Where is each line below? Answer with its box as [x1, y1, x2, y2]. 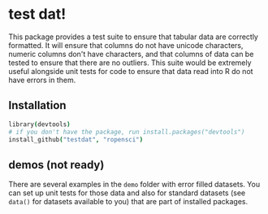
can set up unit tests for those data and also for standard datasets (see [8, 188, 246, 198]
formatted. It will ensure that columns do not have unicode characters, [8, 40, 244, 50]
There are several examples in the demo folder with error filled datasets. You [8, 180, 261, 190]
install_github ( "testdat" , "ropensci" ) [8, 135, 144, 143]
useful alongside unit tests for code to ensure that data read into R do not [8, 66, 253, 76]
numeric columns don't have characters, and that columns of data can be [8, 49, 254, 59]
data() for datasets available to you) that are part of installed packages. [8, 197, 249, 207]
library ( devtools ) [8, 120, 71, 129]
